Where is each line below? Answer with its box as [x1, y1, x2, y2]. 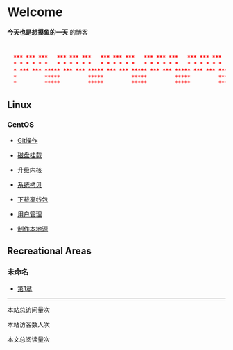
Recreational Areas [7, 245, 92, 257]
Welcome [7, 4, 63, 20]
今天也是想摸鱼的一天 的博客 [7, 28, 88, 36]
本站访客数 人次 [7, 320, 50, 329]
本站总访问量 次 [7, 306, 50, 314]
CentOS [7, 119, 35, 129]
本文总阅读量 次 [7, 335, 50, 343]
